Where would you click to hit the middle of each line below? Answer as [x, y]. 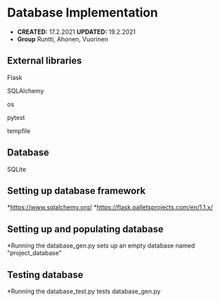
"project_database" [34, 253]
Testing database [45, 275]
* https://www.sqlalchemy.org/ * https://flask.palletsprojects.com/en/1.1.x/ [110, 208]
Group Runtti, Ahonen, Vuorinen [63, 39]
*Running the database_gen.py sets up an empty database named [101, 245]
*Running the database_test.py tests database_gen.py [84, 291]
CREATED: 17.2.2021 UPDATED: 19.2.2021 [76, 32]
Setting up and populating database [85, 229]
